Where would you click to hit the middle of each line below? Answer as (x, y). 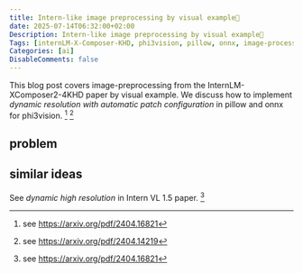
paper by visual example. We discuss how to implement (189, 95)
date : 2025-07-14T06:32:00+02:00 (72, 26)
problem (33, 144)
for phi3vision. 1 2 (41, 115)
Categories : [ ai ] (42, 51)
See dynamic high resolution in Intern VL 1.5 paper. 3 (107, 196)
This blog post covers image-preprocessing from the (107, 85)
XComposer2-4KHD (46, 95)
